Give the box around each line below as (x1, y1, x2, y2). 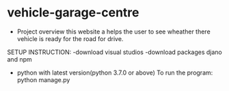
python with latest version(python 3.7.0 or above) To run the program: (16, 68, 213, 77)
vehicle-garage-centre (7, 5, 139, 21)
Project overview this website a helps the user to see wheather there (16, 27, 211, 36)
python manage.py (16, 75, 70, 83)
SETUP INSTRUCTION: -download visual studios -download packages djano (7, 48, 222, 56)
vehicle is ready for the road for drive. (16, 34, 124, 42)
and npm (7, 55, 32, 63)
